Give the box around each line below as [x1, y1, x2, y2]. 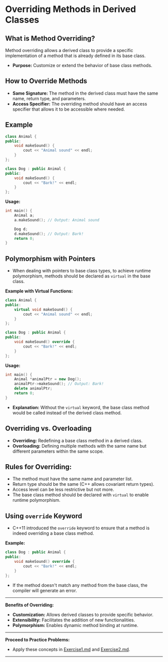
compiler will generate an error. [12, 587, 77, 593]
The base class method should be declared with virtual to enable [12, 492, 149, 498]
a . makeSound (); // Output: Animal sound [14, 217, 99, 222]
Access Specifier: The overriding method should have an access [12, 101, 147, 107]
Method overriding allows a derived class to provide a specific [5, 48, 133, 53]
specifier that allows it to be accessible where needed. [12, 106, 125, 112]
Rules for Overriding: [5, 463, 72, 471]
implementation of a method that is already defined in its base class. [5, 53, 146, 59]
